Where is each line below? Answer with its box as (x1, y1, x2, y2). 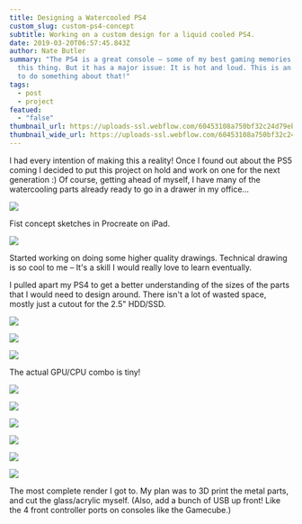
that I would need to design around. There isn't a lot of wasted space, (9, 289, 267, 300)
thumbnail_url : (9, 122, 67, 131)
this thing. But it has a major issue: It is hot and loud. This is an (17, 64, 292, 73)
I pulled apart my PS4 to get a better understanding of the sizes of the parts (9, 279, 290, 290)
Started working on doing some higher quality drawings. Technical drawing (9, 252, 288, 263)
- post (17, 88, 42, 97)
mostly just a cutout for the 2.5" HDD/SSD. (9, 298, 166, 309)
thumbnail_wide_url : (9, 131, 87, 140)
